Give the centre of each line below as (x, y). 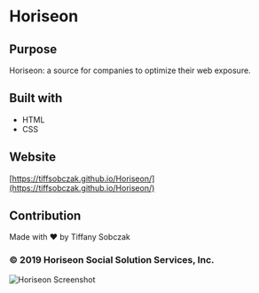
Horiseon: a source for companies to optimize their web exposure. (130, 70)
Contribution (45, 216)
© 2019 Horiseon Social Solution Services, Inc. (112, 260)
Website (32, 157)
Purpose (33, 49)
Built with (36, 98)
